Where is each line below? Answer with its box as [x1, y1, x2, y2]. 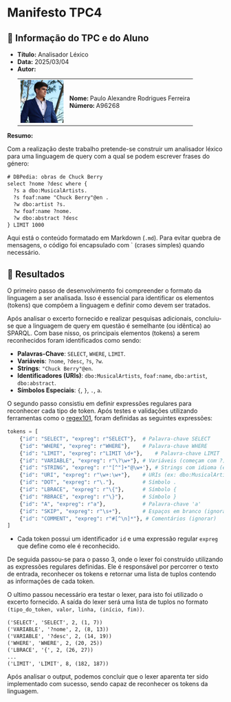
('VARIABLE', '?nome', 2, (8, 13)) [7, 626, 109, 633]
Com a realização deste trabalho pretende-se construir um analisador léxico [7, 145, 223, 153]
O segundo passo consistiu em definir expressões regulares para [7, 400, 192, 408]
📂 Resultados [7, 268, 65, 280]
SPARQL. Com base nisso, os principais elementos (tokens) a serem [7, 329, 200, 337]
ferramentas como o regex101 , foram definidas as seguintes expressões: [7, 414, 213, 422]
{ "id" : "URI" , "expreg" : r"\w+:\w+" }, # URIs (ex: [19, 472, 177, 479]
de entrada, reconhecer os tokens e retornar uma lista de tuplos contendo [7, 570, 217, 578]
